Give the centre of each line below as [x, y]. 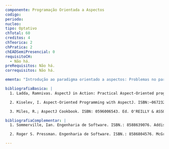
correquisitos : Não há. [30, 71]
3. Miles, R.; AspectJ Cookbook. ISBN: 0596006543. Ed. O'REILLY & [82, 111]
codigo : [13, 15]
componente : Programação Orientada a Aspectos [55, 10]
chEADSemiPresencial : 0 [30, 52]
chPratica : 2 [19, 47]
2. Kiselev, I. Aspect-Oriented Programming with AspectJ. [73, 102]
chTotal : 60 [18, 33]
